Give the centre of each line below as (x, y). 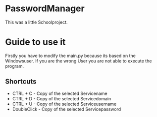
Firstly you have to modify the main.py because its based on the (71, 56)
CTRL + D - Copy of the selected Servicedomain (62, 98)
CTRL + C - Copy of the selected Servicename (60, 93)
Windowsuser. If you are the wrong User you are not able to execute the (78, 61)
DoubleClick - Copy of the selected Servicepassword (67, 109)
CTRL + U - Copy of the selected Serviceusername (64, 104)
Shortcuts (21, 82)
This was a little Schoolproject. (36, 22)
